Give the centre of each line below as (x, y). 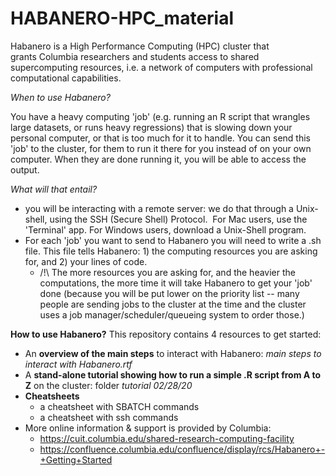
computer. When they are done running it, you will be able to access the (158, 159)
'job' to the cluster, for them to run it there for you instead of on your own (161, 148)
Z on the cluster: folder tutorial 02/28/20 (108, 385)
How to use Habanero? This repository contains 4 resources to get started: (166, 334)
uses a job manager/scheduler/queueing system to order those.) (172, 314)
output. (25, 169)
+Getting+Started (76, 459)
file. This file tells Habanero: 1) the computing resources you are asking (171, 251)
